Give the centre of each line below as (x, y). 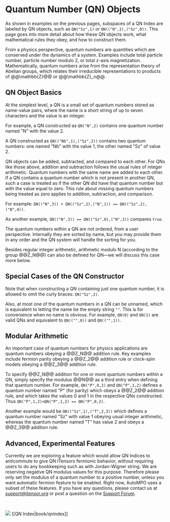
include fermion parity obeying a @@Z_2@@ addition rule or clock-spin (80, 359)
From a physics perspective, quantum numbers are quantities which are (80, 49)
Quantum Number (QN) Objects (73, 9)
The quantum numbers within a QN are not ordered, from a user (72, 229)
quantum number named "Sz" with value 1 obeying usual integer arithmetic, (84, 417)
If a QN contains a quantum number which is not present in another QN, (80, 178)
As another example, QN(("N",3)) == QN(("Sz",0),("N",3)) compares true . (84, 219)
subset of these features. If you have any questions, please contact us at (81, 488)
